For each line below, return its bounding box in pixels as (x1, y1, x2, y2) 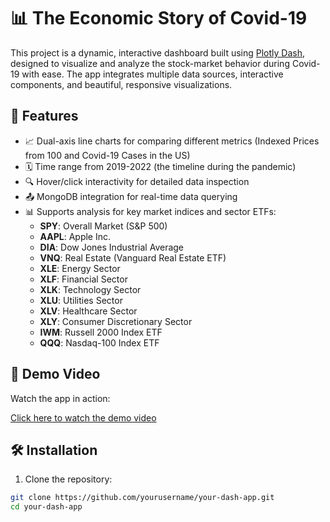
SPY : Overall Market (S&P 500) (39, 220, 168, 232)
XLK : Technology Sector (39, 283, 142, 295)
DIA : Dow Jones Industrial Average (39, 241, 185, 253)
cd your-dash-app (10, 502, 83, 512)
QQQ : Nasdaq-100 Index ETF (39, 336, 160, 349)
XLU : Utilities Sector (39, 294, 123, 306)
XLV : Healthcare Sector (39, 305, 138, 317)
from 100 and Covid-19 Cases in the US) (24, 149, 191, 161)
